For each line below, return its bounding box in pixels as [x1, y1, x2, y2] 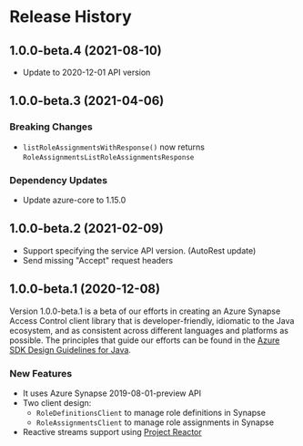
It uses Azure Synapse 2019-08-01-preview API [22, 388, 202, 399]
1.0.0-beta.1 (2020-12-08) [9, 281, 161, 297]
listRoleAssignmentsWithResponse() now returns [22, 141, 206, 152]
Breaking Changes [9, 120, 94, 133]
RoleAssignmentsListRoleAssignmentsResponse [22, 152, 195, 161]
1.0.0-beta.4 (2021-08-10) [9, 43, 162, 58]
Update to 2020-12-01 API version [22, 67, 151, 78]
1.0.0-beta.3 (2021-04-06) [9, 93, 165, 109]
